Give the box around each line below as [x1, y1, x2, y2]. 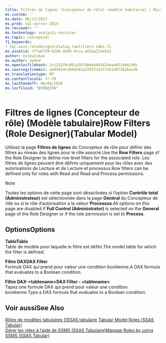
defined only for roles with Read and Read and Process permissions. [5, 171, 145, 176]
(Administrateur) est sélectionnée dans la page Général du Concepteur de [5, 195, 158, 201]
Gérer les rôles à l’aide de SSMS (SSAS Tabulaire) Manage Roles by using [5, 328, 153, 334]
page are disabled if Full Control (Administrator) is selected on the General [5, 206, 160, 212]
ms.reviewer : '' [5, 26, 39, 31]
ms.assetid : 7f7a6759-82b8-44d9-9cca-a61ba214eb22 [5, 49, 112, 54]
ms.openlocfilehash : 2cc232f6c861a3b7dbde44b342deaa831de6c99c [5, 62, 138, 67]
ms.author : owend [5, 58, 41, 63]
